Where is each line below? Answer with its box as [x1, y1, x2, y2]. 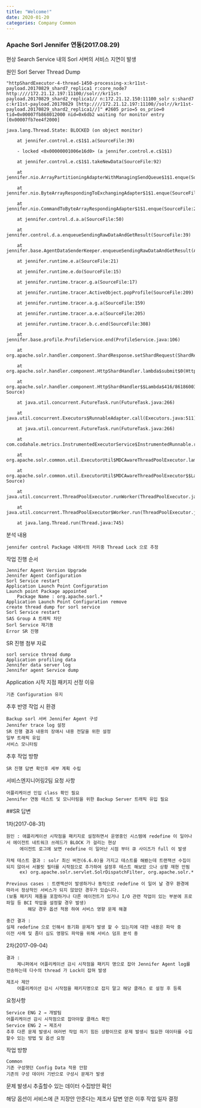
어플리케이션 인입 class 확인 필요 [6, 790, 80, 796]
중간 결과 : [6, 918, 31, 924]
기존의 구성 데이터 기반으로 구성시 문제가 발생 [6, 1071, 105, 1077]
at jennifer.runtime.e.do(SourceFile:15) [17, 269, 121, 275]
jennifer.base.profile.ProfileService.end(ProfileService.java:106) [6, 336, 181, 343]
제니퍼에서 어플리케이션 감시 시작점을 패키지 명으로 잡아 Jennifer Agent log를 [17, 961, 191, 967]
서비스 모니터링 [6, 741, 38, 747]
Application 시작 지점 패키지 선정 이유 [6, 678, 95, 686]
